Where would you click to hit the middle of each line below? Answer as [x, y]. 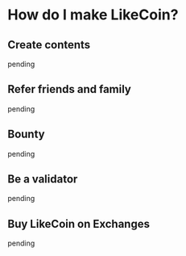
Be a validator [43, 179]
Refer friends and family [70, 89]
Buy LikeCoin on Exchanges [79, 224]
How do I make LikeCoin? [93, 15]
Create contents [49, 45]
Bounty [26, 134]
